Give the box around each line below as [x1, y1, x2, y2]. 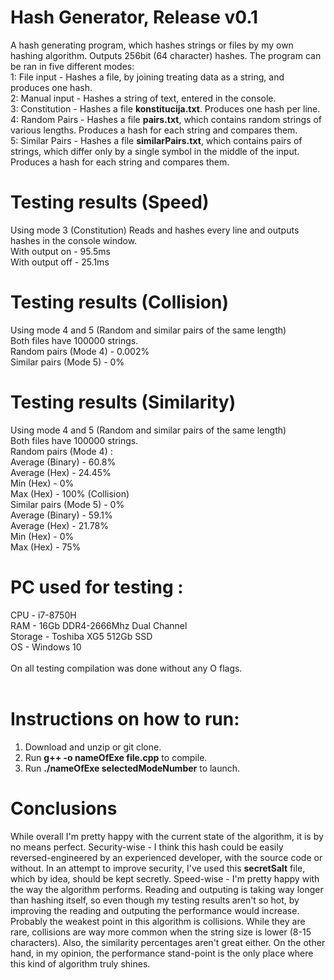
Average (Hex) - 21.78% [10, 519, 109, 531]
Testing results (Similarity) [10, 391, 237, 413]
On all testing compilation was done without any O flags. [10, 662, 243, 674]
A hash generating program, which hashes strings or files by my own [10, 39, 294, 51]
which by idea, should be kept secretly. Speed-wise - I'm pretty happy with [10, 872, 320, 885]
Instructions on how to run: [10, 707, 240, 730]
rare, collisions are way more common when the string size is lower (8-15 [10, 926, 312, 938]
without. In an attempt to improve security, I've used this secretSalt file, [10, 862, 306, 874]
